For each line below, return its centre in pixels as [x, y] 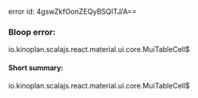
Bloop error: [32, 32]
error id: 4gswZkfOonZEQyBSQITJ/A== [73, 12]
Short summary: [36, 68]
